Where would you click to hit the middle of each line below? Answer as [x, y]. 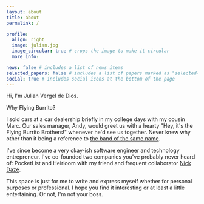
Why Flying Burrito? [31, 108]
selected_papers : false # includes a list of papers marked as [88, 73]
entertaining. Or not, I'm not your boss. [55, 194]
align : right [28, 40]
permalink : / [23, 23]
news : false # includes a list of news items [65, 67]
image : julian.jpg [35, 45]
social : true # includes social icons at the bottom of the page [90, 79]
